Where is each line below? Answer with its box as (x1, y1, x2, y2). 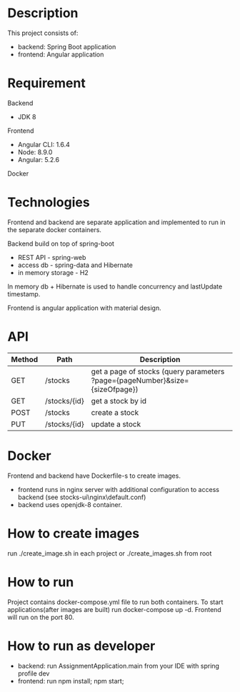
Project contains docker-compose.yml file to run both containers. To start (7, 598, 224, 606)
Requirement (7, 75, 86, 91)
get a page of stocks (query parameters (91, 366, 225, 376)
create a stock (91, 407, 139, 417)
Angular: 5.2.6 (17, 155, 59, 164)
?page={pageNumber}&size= (91, 375, 189, 385)
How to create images (7, 525, 140, 541)
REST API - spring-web (17, 253, 86, 261)
